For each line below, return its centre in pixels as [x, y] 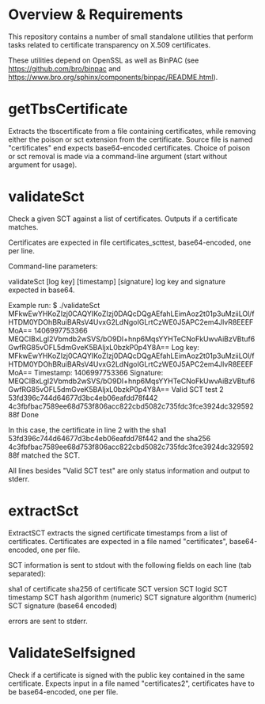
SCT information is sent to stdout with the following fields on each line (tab [130, 565]
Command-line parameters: [53, 266]
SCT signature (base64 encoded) [62, 605]
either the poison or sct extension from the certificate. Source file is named [131, 139]
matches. [23, 226]
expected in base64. [42, 290]
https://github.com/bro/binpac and [64, 68]
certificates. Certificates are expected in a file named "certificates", [118, 541]
